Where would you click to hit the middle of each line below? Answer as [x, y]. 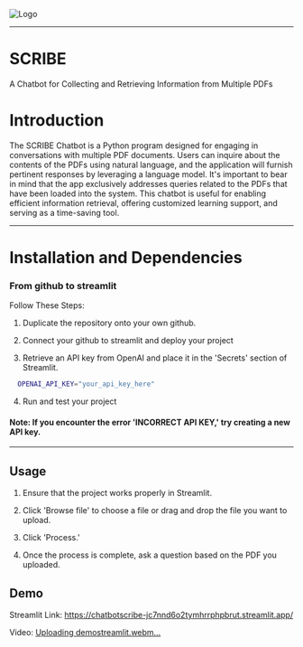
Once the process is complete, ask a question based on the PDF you [150, 555]
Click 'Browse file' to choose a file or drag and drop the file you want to [155, 511]
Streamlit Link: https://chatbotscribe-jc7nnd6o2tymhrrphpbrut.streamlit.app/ [151, 615]
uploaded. [41, 565]
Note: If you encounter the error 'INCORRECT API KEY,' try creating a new [150, 422]
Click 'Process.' [51, 538]
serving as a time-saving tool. [64, 212]
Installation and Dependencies [126, 258]
